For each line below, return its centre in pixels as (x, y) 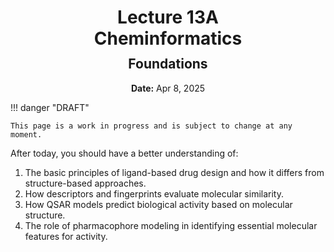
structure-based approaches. (85, 183)
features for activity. (66, 236)
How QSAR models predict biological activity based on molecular (158, 204)
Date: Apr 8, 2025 (168, 88)
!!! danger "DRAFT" (50, 107)
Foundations (168, 64)
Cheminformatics (168, 38)
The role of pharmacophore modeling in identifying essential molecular (171, 225)
